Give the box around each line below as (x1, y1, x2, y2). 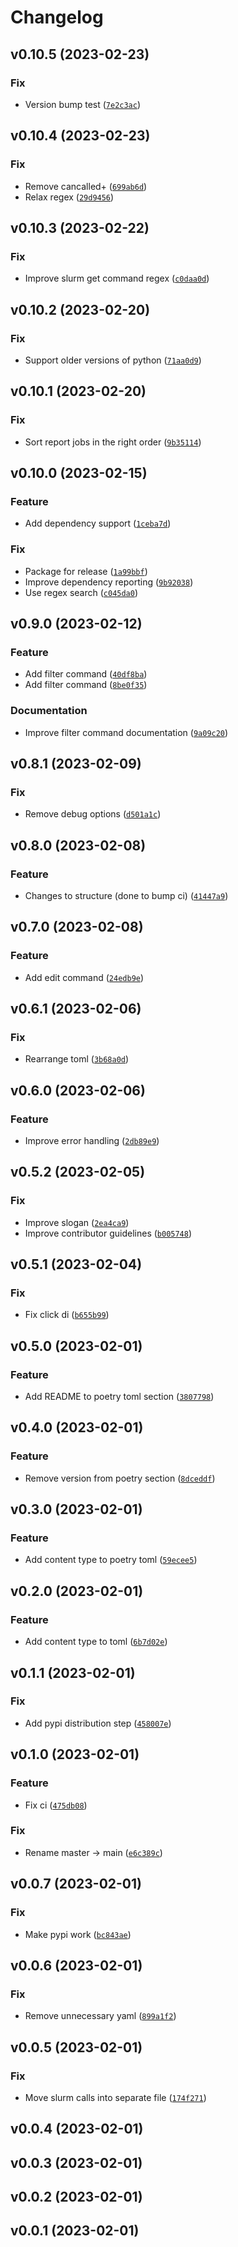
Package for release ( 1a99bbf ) (24, 565, 148, 577)
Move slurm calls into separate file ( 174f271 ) (24, 2091, 207, 2103)
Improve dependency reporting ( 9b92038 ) (24, 576, 194, 588)
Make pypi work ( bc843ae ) (24, 1928, 132, 1940)
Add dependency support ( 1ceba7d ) (24, 517, 172, 530)
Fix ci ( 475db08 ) (24, 1799, 88, 1811)
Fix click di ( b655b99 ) (24, 1309, 110, 1321)
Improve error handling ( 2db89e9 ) (24, 1135, 160, 1147)
